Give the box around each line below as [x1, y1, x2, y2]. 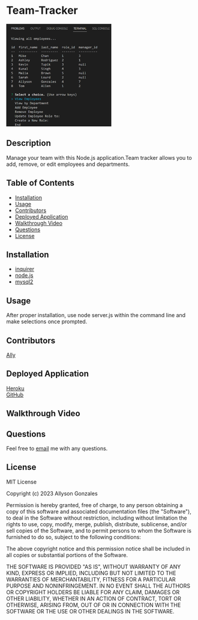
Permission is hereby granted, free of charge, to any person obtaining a [6, 501, 183, 508]
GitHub [6, 391, 24, 398]
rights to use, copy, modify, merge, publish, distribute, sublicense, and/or [6, 520, 187, 527]
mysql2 [14, 278, 34, 285]
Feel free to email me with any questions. [6, 445, 108, 452]
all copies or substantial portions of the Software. [6, 551, 128, 559]
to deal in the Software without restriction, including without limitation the [6, 514, 187, 521]
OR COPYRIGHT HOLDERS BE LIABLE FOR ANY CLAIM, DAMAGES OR [6, 588, 180, 595]
